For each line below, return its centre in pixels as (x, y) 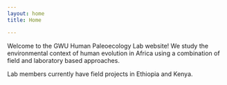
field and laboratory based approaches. (63, 60)
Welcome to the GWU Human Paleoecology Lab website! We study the (108, 46)
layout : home (26, 13)
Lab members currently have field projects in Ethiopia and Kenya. (100, 74)
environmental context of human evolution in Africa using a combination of (113, 53)
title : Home (24, 20)
